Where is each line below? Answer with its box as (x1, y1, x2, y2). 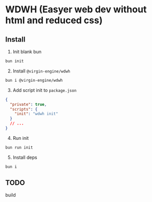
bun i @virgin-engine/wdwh (5, 78, 63, 83)
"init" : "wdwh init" (14, 112, 58, 117)
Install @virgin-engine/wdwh (12, 68, 71, 74)
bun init (5, 59, 24, 64)
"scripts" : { (10, 106, 38, 112)
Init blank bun (12, 49, 42, 54)
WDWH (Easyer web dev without (5, 4, 147, 15)
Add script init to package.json (12, 87, 77, 93)
